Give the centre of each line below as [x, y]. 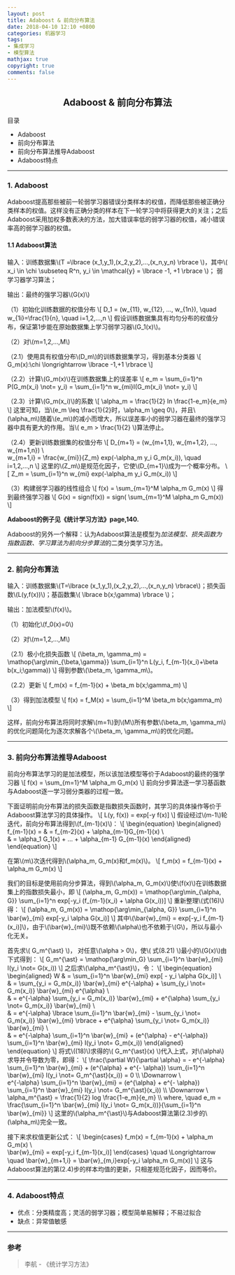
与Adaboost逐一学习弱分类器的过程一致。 [67, 791]
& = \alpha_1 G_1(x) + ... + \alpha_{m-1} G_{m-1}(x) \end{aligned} [99, 839]
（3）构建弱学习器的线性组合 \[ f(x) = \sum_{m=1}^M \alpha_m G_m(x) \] [112, 488]
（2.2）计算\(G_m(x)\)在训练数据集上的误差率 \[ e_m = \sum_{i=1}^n [105, 379]
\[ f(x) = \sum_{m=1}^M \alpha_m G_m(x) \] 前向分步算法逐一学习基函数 [123, 783]
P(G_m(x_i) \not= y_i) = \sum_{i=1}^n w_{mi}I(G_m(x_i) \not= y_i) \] [102, 386]
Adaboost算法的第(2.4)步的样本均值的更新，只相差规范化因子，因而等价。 [114, 1169]
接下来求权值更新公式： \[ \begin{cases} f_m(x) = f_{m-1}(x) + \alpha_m [110, 1137]
